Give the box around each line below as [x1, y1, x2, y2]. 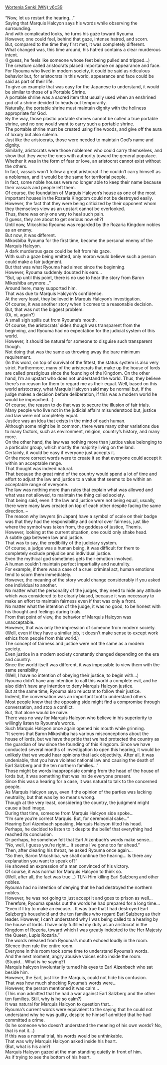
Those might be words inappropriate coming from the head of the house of [5, 768, 160, 774]
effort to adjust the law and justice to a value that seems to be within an [5, 476, 152, 482]
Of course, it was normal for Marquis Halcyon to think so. [5, 868, 123, 874]
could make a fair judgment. [5, 259, 63, 265]
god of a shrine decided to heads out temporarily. [5, 100, 107, 105]
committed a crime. [5, 1017, 45, 1023]
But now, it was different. [5, 232, 56, 238]
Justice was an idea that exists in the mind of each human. [5, 418, 126, 424]
